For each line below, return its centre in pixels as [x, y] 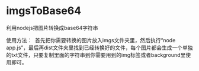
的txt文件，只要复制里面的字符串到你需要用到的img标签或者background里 [96, 55]
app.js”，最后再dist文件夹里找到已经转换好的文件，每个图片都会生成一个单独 [99, 48]
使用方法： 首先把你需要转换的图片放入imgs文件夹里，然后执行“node [91, 40]
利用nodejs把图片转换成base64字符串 [52, 28]
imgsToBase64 [44, 11]
